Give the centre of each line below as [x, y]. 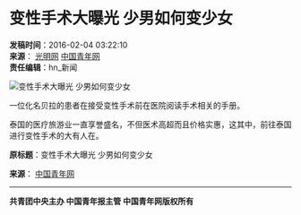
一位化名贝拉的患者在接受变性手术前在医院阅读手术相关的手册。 [127, 105]
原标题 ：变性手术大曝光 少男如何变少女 [81, 154]
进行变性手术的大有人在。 [56, 135]
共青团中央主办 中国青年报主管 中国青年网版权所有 [102, 201]
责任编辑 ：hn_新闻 [43, 67]
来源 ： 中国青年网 [42, 173]
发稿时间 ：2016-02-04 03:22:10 [69, 45]
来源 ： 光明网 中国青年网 [55, 56]
